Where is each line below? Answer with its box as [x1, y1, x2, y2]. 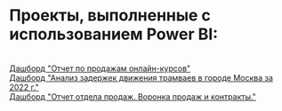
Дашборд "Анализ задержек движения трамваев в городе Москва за [9, 72, 274, 83]
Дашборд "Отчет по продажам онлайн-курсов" [9, 63, 191, 74]
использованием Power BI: [9, 24, 219, 44]
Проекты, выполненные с [9, 5, 212, 26]
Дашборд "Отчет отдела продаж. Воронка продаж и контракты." [9, 91, 256, 102]
